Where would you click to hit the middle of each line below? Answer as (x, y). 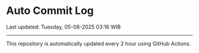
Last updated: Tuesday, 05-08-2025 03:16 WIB (64, 27)
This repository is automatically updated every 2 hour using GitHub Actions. (99, 43)
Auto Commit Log (50, 11)
